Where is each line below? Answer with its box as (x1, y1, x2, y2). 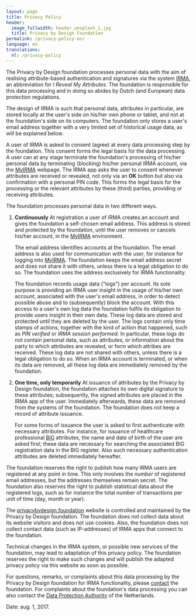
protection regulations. (6, 93, 61, 100)
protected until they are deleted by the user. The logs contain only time (14, 318, 185, 325)
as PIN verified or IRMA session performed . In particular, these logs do (14, 330, 185, 337)
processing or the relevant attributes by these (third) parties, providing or (6, 184, 183, 191)
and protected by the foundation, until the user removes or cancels (14, 226, 176, 233)
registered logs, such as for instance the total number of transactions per (6, 489, 183, 496)
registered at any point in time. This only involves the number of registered (6, 470, 186, 477)
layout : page (6, 8, 38, 15)
